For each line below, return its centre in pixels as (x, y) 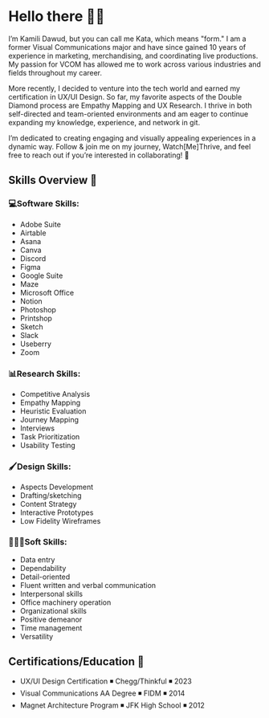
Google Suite (41, 275)
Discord (33, 258)
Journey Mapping (49, 419)
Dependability (43, 568)
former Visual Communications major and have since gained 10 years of (127, 47)
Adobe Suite (41, 224)
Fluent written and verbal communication (88, 585)
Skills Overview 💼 (53, 180)
